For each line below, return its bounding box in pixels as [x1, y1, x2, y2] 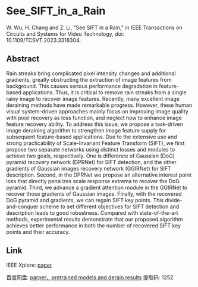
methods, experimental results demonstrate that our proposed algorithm [6, 215, 183, 223]
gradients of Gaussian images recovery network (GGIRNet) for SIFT [6, 165, 171, 172]
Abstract [6, 54, 40, 64]
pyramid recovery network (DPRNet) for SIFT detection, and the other [6, 158, 177, 165]
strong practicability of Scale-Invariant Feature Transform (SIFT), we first [6, 139, 185, 147]
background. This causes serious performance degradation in [6, 82, 158, 90]
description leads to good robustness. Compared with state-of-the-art [6, 209, 178, 216]
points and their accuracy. [6, 228, 70, 235]
